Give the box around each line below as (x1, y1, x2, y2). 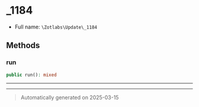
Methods (6, 40, 40, 51)
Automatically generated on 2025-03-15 (20, 93, 119, 101)
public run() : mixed (6, 72, 57, 78)
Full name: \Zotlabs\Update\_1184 (14, 23, 98, 30)
